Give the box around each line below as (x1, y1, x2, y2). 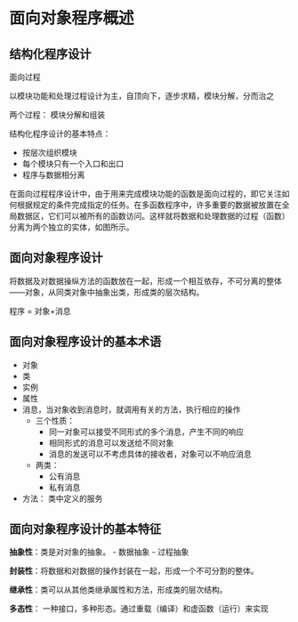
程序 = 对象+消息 (9, 305, 71, 316)
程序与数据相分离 (21, 170, 85, 180)
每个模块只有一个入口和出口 (21, 158, 125, 169)
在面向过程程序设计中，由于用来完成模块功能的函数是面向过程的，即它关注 (9, 189, 282, 198)
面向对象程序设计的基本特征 (9, 521, 162, 537)
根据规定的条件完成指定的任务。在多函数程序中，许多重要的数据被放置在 (16, 199, 282, 210)
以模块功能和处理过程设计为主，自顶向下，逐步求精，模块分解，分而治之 (9, 91, 274, 101)
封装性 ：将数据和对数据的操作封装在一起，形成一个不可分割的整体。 (9, 566, 259, 577)
